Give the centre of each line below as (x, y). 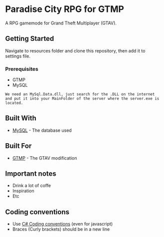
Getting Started (30, 39)
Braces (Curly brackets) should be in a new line (61, 229)
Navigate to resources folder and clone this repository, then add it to (75, 50)
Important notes (31, 174)
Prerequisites (22, 69)
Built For (18, 146)
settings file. (18, 56)
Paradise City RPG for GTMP (65, 9)
